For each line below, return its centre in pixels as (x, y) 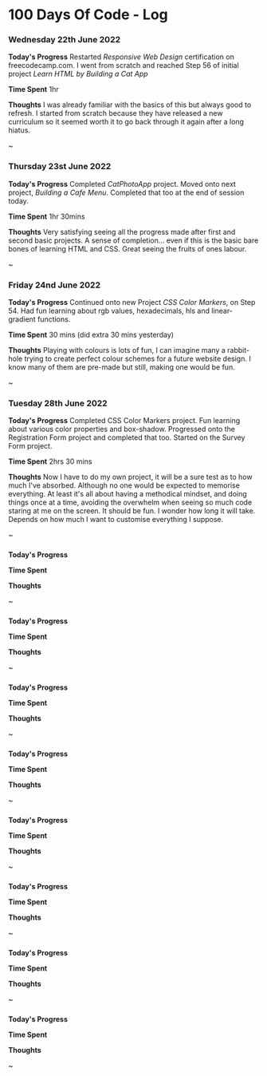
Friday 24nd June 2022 (55, 285)
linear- (222, 311)
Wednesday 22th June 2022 (65, 40)
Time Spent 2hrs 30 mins (50, 461)
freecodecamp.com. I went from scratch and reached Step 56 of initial (124, 65)
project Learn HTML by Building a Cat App (79, 74)
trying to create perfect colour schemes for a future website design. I (137, 359)
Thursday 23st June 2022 (60, 167)
